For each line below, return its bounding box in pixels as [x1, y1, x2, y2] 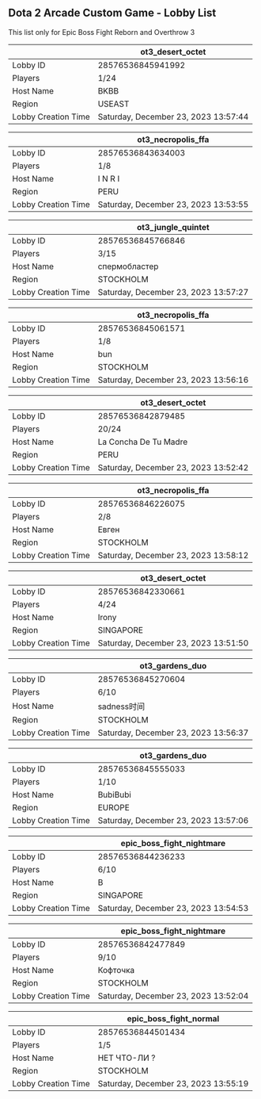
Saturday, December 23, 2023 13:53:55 [97, 198, 249, 209]
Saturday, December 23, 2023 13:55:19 [97, 1078, 249, 1089]
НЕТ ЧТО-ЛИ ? [97, 1052, 156, 1063]
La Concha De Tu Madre [97, 436, 188, 447]
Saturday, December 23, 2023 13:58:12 [97, 549, 249, 561]
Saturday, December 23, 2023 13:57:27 [97, 286, 249, 297]
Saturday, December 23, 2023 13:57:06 [97, 814, 249, 825]
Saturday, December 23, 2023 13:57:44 [97, 111, 249, 122]
